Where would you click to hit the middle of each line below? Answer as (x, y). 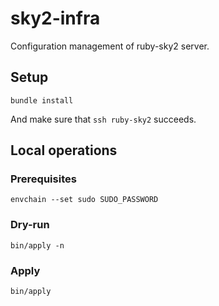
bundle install (42, 100)
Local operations (64, 150)
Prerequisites (43, 179)
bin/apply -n (37, 245)
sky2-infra (55, 18)
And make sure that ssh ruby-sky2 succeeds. (103, 119)
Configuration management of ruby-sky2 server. (110, 46)
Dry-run (30, 225)
